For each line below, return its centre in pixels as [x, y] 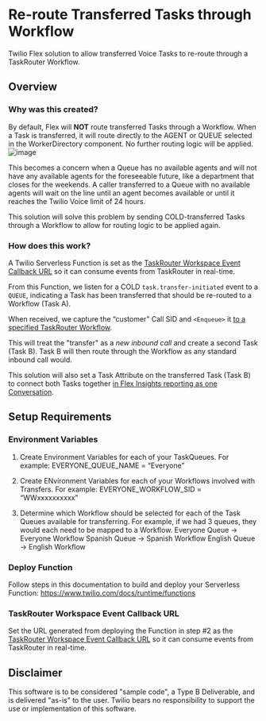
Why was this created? [54, 110]
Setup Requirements [60, 417]
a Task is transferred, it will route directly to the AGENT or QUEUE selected [130, 135]
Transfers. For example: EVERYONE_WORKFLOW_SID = [111, 489]
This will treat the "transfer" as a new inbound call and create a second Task [133, 342]
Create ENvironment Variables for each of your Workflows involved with [137, 480]
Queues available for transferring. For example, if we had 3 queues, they [138, 521]
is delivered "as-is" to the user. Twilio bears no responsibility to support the [132, 700]
